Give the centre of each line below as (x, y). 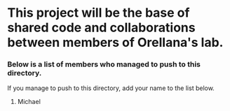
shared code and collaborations (101, 28)
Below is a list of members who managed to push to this (104, 64)
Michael (29, 102)
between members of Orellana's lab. (115, 43)
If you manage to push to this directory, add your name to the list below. (111, 88)
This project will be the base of (99, 13)
